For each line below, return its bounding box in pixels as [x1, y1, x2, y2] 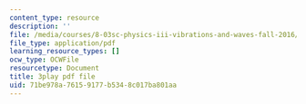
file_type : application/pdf [9, 38, 117, 48]
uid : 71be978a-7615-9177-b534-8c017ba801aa [9, 80, 178, 90]
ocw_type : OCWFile [9, 55, 79, 64]
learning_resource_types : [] [9, 47, 120, 56]
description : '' [9, 22, 71, 31]
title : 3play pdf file [9, 72, 96, 81]
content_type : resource [9, 13, 100, 23]
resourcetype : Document [9, 64, 100, 73]
